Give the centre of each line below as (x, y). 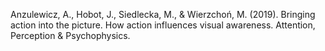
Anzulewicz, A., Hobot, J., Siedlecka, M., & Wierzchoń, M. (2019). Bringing (163, 14)
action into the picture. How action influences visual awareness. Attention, (163, 25)
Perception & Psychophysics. (70, 35)
